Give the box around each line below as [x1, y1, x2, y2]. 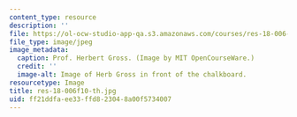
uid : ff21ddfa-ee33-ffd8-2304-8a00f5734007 [9, 94, 172, 104]
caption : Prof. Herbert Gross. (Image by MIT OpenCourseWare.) [17, 54, 255, 62]
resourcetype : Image [9, 78, 86, 87]
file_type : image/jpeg [9, 37, 93, 47]
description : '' [9, 21, 69, 30]
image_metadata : [9, 46, 69, 55]
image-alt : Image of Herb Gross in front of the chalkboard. [17, 70, 247, 79]
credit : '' [17, 62, 57, 71]
